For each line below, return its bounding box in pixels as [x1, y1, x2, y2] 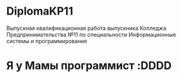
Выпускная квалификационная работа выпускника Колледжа [6, 24, 167, 32]
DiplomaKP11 [6, 4, 73, 18]
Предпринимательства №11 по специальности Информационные [6, 30, 177, 38]
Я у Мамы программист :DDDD [6, 59, 172, 73]
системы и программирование [6, 37, 87, 44]
